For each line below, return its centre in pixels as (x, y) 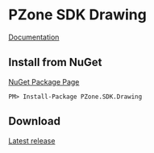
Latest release (32, 141)
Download (34, 121)
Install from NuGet (55, 62)
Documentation (34, 37)
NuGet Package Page (44, 81)
